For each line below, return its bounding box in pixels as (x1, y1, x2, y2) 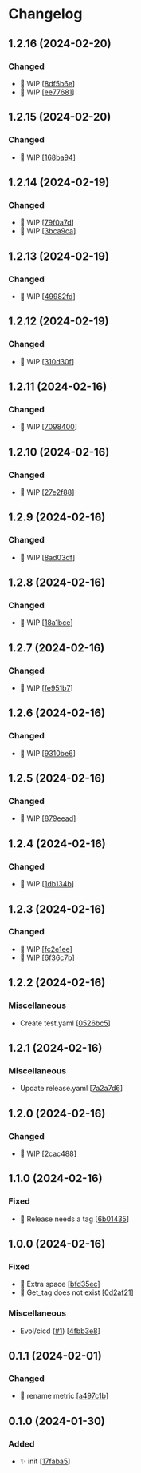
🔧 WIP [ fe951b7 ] (19, 683, 73, 693)
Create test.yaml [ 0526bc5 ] (19, 1018, 112, 1028)
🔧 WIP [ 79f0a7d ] (19, 217, 74, 228)
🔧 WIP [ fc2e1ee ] (19, 944, 73, 953)
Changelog (8, 5, 83, 23)
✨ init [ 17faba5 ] (19, 1456, 71, 1466)
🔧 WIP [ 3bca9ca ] (19, 226, 76, 236)
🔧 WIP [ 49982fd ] (19, 291, 76, 301)
